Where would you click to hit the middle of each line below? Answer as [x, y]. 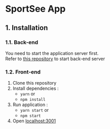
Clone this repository [34, 83]
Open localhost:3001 [34, 121]
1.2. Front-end [23, 72]
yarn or [28, 94]
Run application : [30, 105]
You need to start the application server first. [52, 53]
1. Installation [27, 28]
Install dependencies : [36, 88]
